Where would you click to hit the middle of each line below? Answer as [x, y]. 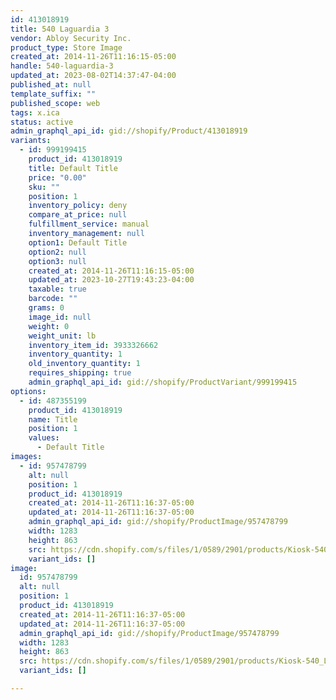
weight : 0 [49, 326]
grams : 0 [46, 308]
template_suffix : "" [53, 94]
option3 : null [57, 261]
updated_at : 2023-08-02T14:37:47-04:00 [93, 76]
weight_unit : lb [62, 336]
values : [44, 438]
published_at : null [51, 85]
